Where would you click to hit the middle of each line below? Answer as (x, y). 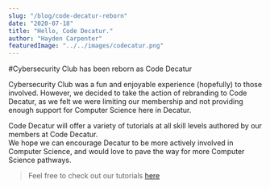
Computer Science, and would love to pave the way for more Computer (127, 152)
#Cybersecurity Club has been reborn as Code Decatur (100, 69)
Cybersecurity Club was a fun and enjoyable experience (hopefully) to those (135, 85)
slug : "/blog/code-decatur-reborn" (68, 16)
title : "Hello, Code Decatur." (61, 31)
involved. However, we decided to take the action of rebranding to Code (128, 93)
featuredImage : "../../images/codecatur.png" (86, 46)
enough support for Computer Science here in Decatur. (100, 111)
